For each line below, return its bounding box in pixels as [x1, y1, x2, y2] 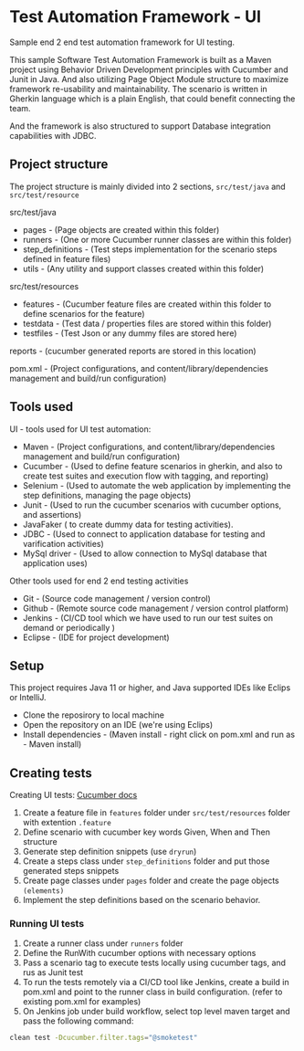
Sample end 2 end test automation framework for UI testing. [9, 37, 236, 47]
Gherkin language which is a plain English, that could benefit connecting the [9, 93, 296, 104]
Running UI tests [9, 918, 85, 930]
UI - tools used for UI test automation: [9, 423, 152, 435]
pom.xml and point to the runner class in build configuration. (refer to [22, 986, 283, 997]
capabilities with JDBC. [9, 130, 97, 141]
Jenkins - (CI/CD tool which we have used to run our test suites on [22, 612, 274, 623]
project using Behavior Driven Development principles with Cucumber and [9, 64, 289, 75]
